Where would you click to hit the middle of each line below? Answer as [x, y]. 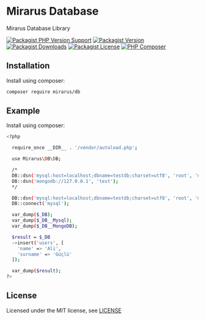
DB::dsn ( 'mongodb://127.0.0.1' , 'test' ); [65, 181]
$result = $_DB [31, 237]
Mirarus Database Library [38, 28]
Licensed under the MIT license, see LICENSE [64, 310]
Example [23, 111]
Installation [28, 66]
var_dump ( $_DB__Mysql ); [42, 221]
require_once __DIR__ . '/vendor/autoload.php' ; [75, 148]
